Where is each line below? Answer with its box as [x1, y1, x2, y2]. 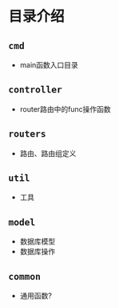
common [8, 270, 42, 282]
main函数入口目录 [19, 60, 78, 69]
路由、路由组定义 [19, 148, 77, 158]
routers [8, 128, 46, 140]
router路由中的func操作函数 [19, 104, 112, 113]
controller [8, 84, 62, 96]
